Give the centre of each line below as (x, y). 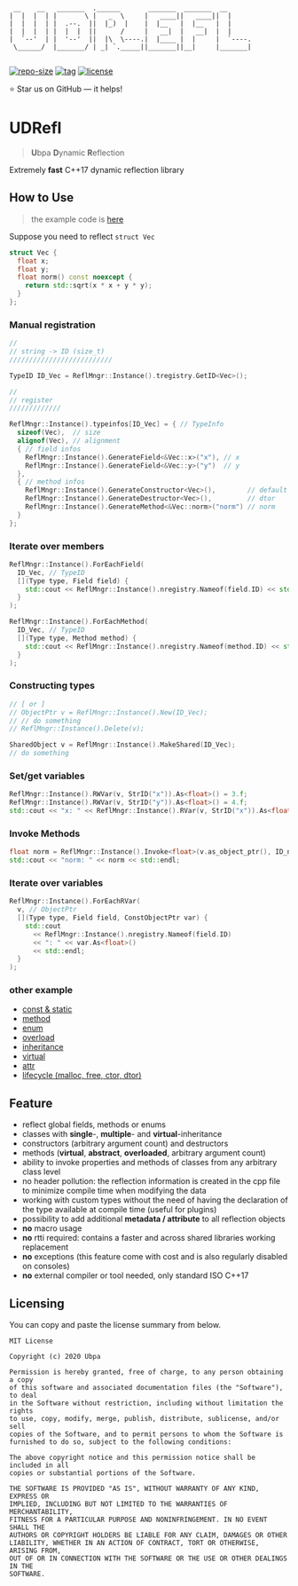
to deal (24, 1396)
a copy (21, 1380)
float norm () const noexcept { (75, 277)
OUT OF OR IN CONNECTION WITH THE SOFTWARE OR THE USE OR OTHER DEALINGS (149, 1558)
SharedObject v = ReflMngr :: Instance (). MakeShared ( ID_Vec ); (123, 745)
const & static (47, 1009)
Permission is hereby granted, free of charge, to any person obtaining (146, 1372)
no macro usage (52, 1228)
